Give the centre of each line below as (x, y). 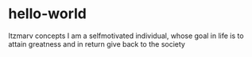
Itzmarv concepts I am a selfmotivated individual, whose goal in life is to (126, 36)
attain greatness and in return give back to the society (97, 44)
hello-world (48, 14)
